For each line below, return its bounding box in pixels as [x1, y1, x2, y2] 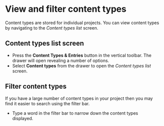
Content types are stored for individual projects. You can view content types [5, 20, 160, 26]
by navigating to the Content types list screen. [5, 25, 98, 31]
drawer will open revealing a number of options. [12, 58, 109, 63]
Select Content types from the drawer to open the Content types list [12, 63, 151, 68]
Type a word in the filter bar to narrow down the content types [12, 110, 138, 116]
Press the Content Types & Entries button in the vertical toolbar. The [12, 52, 152, 58]
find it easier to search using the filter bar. [5, 100, 90, 106]
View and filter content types [5, 3, 127, 15]
